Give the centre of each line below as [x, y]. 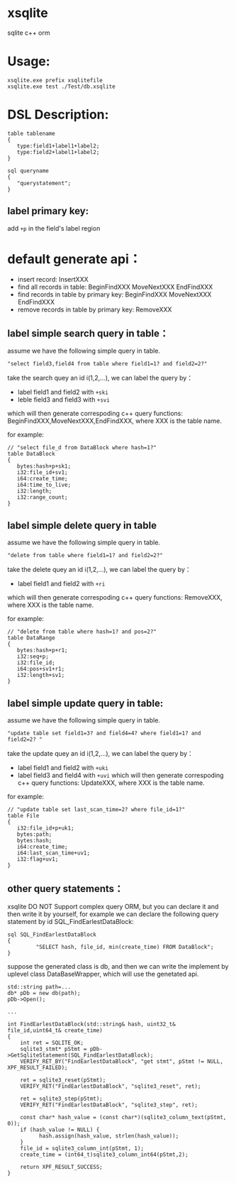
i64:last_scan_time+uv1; [54, 853]
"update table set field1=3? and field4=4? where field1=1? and [104, 733]
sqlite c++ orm [29, 33]
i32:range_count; [43, 497]
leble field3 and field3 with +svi [63, 400]
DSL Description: [58, 115]
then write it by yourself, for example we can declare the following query [113, 914]
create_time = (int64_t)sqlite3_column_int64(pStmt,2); [105, 1155]
